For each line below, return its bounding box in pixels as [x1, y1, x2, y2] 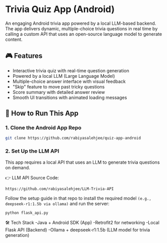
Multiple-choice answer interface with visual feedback [12, 78, 126, 84]
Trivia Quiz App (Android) [5, 4, 115, 15]
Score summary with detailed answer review [12, 89, 105, 95]
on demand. [5, 164, 30, 170]
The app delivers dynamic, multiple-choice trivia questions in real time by [5, 25, 158, 31]
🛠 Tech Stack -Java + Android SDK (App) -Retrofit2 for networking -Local [5, 219, 160, 225]
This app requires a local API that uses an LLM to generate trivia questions [5, 159, 160, 165]
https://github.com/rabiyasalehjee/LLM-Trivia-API [5, 186, 114, 191]
